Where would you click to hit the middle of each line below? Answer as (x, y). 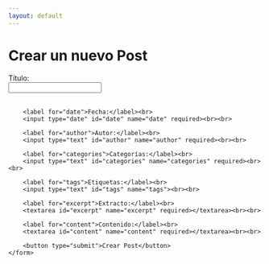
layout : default (35, 16)
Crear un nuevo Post (78, 55)
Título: (19, 78)
